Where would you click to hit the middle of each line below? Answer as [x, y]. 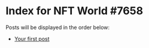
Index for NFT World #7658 [74, 11]
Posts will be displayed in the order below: [58, 27]
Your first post [32, 39]
